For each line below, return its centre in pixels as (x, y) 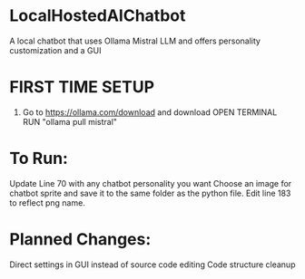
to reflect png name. (48, 202)
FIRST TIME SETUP (82, 87)
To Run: (39, 159)
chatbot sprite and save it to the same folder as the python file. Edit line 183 (150, 193)
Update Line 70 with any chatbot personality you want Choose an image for (151, 183)
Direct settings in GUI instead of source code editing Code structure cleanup (152, 265)
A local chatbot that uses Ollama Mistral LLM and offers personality (135, 41)
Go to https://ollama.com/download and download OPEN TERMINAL (150, 112)
